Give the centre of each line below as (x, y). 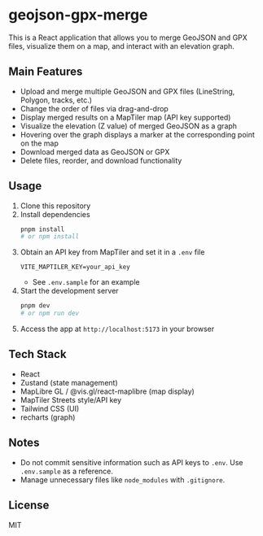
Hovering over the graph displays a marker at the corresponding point (137, 134)
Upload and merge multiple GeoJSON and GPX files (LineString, (127, 91)
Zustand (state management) (69, 382)
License (29, 505)
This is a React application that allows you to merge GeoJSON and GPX (128, 37)
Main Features (46, 72)
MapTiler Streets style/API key (71, 399)
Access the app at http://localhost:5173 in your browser (117, 329)
